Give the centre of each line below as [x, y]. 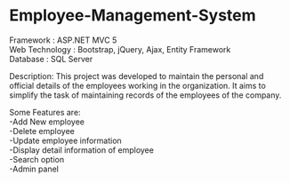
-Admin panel [34, 169]
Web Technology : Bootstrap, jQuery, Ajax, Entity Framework [120, 49]
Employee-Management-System [133, 16]
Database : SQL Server [51, 59]
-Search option [37, 159]
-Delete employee [42, 131]
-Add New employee [47, 122]
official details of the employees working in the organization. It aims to [138, 85]
